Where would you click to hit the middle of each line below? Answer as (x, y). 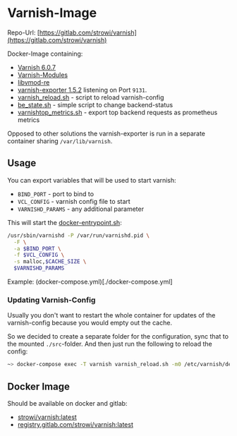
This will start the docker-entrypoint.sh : (65, 222)
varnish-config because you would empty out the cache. (90, 323)
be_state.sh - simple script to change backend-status (95, 104)
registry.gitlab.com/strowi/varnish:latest (75, 424)
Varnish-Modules (43, 75)
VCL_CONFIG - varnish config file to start (74, 201)
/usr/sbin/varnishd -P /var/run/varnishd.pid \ (79, 235)
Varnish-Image (52, 13)
